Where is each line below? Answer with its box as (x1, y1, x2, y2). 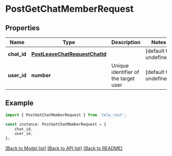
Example (5, 99, 34, 108)
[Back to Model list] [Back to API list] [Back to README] (5, 145, 123, 151)
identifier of (111, 69, 140, 75)
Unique (111, 62, 129, 69)
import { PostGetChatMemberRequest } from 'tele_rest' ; (5, 112, 127, 118)
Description (111, 39, 141, 46)
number (31, 72, 51, 79)
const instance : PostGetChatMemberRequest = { (5, 122, 106, 127)
